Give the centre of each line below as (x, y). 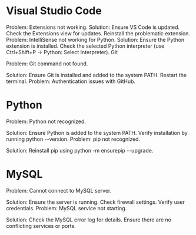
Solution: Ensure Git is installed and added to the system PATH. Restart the (97, 75)
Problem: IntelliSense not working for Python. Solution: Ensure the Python (95, 39)
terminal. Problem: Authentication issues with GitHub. (71, 81)
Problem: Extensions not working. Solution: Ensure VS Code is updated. (93, 27)
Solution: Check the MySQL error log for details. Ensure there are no (89, 220)
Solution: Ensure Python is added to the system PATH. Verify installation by (97, 133)
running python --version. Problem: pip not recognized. (73, 139)
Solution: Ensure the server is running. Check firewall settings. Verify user (96, 202)
